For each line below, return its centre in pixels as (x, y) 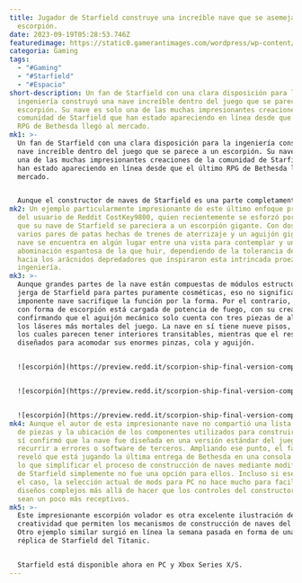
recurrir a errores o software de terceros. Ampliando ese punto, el (150, 449)
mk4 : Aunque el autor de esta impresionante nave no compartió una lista (151, 424)
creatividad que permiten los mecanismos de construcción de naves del (155, 524)
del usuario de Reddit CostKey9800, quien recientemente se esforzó (148, 218)
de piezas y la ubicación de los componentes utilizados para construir (156, 432)
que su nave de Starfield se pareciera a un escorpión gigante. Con (148, 226)
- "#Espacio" (42, 85)
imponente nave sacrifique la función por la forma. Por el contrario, (155, 301)
